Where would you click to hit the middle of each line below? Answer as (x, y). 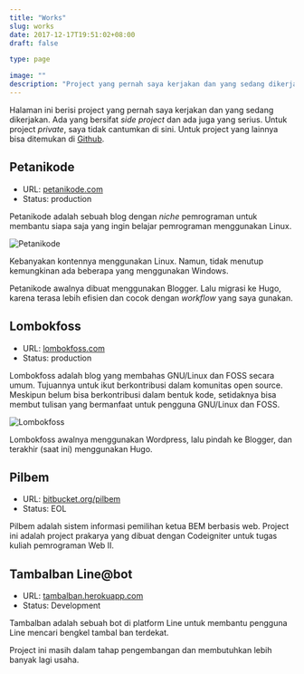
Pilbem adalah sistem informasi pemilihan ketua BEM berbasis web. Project (149, 526)
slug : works (32, 26)
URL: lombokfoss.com (64, 348)
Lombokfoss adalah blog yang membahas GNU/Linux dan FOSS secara (142, 375)
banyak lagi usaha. (44, 660)
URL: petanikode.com (63, 189)
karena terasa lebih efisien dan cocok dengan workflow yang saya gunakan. (151, 298)
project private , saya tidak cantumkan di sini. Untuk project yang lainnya (144, 129)
